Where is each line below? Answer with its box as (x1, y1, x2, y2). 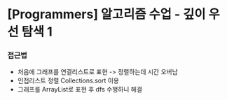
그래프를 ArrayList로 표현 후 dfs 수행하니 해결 (17, 85, 142, 94)
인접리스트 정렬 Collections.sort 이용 (17, 76, 120, 85)
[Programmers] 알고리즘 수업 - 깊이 (7, 6, 206, 22)
